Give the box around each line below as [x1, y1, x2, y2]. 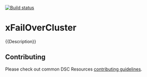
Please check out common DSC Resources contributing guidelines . [5, 66, 143, 72]
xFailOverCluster [5, 22, 77, 33]
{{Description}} [5, 38, 36, 44]
